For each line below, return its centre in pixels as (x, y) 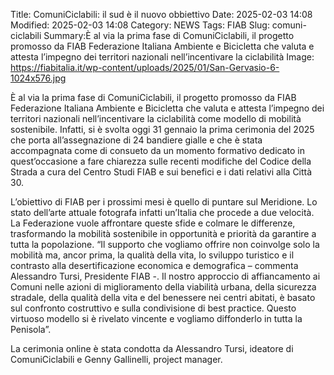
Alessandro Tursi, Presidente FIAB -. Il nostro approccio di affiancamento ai (165, 276)
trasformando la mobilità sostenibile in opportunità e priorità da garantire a (163, 233)
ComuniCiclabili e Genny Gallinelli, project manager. (116, 359)
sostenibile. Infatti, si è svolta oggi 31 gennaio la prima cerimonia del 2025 (162, 129)
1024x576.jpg (38, 78)
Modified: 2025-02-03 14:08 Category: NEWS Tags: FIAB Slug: (140, 25)
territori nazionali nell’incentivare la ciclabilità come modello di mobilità (156, 118)
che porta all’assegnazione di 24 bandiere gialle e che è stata (136, 140)
